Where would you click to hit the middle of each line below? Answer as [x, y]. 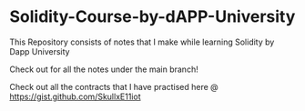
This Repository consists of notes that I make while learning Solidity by [142, 42]
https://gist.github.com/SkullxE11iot [75, 96]
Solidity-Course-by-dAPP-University [152, 17]
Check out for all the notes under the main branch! [104, 69]
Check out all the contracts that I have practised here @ [114, 86]
